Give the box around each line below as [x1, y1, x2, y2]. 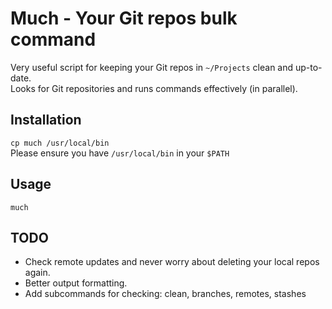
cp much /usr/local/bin [10, 138, 110, 148]
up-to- [294, 61, 323, 73]
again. [24, 267, 51, 279]
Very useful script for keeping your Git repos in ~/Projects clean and [10, 61, 294, 73]
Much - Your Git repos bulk [10, 7, 238, 30]
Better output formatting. [24, 277, 128, 289]
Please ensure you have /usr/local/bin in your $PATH [10, 147, 230, 159]
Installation [10, 112, 82, 129]
